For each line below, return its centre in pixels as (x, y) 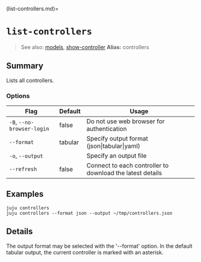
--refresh (23, 169)
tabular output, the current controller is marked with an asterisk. (85, 252)
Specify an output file (117, 156)
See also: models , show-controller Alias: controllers (85, 47)
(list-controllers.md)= (32, 9)
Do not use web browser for (126, 121)
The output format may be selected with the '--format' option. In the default (99, 246)
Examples (25, 194)
